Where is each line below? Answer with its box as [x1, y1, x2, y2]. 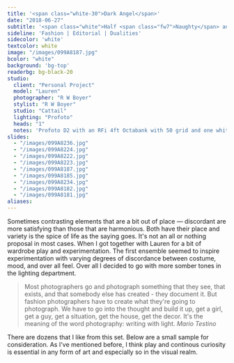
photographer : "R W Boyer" [13, 95, 92, 102]
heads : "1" [13, 120, 45, 128]
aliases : [7, 198, 33, 206]
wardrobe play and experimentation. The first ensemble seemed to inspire [7, 247, 220, 255]
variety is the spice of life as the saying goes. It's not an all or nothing [7, 232, 207, 240]
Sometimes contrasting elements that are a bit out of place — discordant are [7, 217, 226, 225]
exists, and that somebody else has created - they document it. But [24, 290, 217, 298]
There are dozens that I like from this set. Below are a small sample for [7, 333, 209, 341]
